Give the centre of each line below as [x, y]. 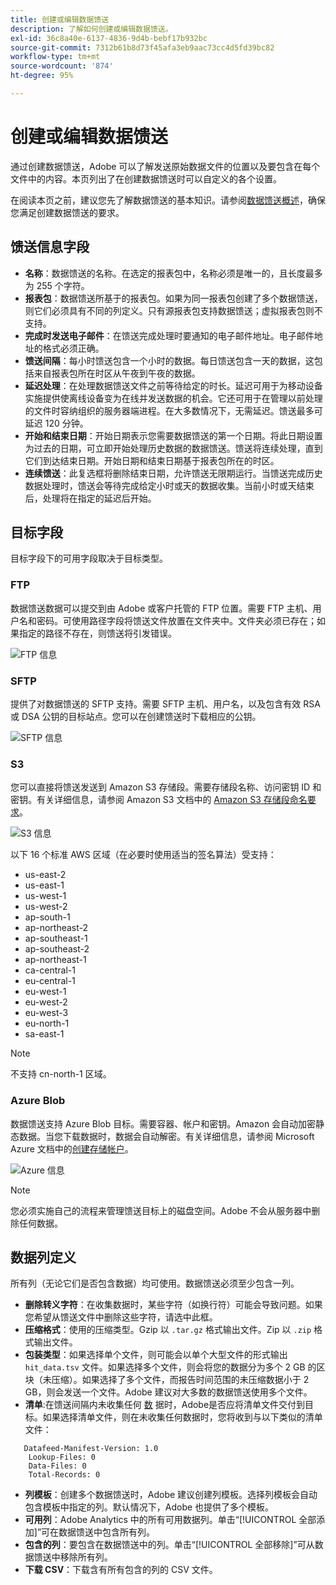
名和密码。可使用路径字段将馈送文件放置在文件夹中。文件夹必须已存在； [167, 620]
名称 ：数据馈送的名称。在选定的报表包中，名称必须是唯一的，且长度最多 [173, 273]
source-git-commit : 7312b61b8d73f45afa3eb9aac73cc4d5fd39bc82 [142, 47]
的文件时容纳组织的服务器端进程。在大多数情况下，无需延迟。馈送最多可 [173, 410]
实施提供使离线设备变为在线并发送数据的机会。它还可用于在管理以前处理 [173, 398]
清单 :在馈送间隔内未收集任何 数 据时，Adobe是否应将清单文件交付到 [165, 1405]
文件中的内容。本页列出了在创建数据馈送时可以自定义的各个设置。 [146, 178]
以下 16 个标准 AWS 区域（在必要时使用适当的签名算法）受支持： [143, 855]
